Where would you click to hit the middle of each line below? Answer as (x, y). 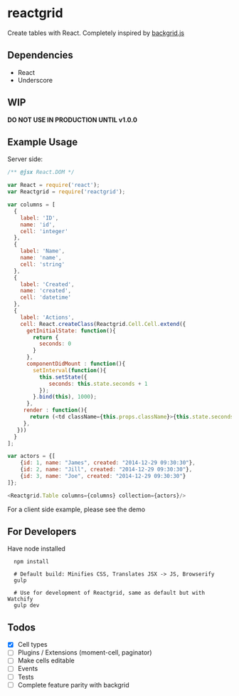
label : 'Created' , (47, 284)
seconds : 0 (55, 344)
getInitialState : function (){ (71, 331)
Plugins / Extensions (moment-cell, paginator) (85, 652)
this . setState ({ (63, 377)
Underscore (35, 80)
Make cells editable (46, 660)
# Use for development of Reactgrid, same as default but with (109, 593)
